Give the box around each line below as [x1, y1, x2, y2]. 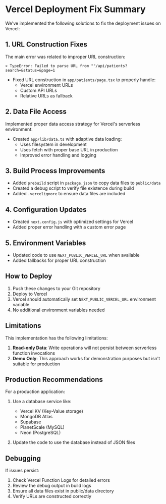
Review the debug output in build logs [12, 483, 92, 489]
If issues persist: [5, 468, 39, 474]
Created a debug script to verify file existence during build [12, 185, 134, 191]
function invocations [12, 350, 56, 356]
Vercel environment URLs [20, 82, 73, 88]
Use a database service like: [12, 399, 72, 405]
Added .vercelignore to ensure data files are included [12, 191, 126, 197]
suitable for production [12, 361, 61, 367]
